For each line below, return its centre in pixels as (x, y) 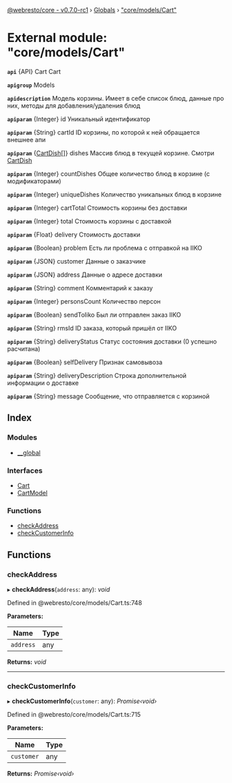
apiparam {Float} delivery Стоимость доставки (74, 235)
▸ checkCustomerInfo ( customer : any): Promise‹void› (82, 701)
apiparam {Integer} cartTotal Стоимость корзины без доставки (97, 208)
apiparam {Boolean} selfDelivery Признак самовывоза (85, 362)
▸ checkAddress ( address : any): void (59, 589)
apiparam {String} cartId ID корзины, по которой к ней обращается (104, 132)
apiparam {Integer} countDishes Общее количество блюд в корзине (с (109, 174)
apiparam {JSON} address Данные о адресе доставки (85, 275)
